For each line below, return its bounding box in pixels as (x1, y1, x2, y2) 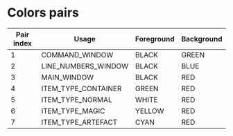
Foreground (135, 34, 175, 43)
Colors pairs (7, 5, 80, 21)
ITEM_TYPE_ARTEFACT (41, 117, 118, 127)
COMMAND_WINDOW (41, 50, 114, 59)
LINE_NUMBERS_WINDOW (41, 61, 129, 70)
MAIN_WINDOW (41, 72, 94, 82)
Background (181, 34, 223, 43)
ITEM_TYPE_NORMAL (41, 95, 112, 104)
